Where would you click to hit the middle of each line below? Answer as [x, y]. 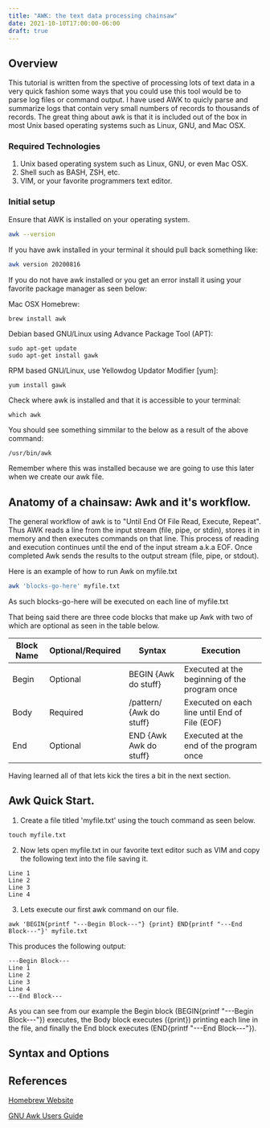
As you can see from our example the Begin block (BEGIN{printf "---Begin [131, 1010]
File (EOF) [203, 723]
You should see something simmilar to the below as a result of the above [129, 430]
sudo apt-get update [43, 349]
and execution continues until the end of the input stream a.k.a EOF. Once [131, 547]
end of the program [220, 746]
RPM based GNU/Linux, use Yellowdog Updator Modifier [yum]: [113, 370]
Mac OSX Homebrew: [44, 304]
